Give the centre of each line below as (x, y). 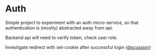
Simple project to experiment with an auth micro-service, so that (72, 22)
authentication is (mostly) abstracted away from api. (59, 27)
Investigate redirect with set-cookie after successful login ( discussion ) (78, 47)
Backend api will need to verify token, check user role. (61, 37)
